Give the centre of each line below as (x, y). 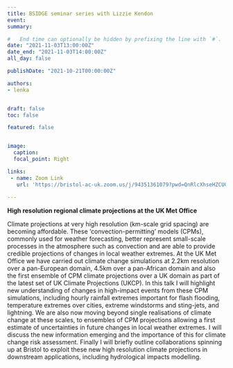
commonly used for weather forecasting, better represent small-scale (106, 239)
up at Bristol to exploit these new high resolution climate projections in (107, 350)
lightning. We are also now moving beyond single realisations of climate (109, 312)
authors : (20, 83)
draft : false (26, 108)
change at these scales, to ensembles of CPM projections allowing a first (111, 320)
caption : (26, 153)
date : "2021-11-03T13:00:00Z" (51, 46)
